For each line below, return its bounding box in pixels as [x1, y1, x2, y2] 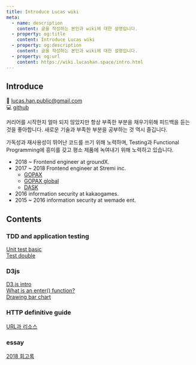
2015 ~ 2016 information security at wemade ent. [14, 196, 136, 204]
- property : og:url [11, 53, 61, 59]
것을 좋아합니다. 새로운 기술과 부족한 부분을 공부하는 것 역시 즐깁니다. [6, 126, 168, 133]
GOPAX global [23, 178, 59, 185]
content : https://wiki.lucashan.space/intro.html [17, 59, 144, 65]
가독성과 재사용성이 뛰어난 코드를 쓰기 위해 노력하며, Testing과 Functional [6, 139, 180, 146]
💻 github [6, 104, 29, 111]
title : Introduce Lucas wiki [6, 8, 79, 15]
